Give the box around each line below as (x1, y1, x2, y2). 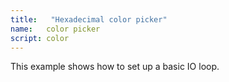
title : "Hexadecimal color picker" (10, 14, 168, 25)
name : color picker (10, 24, 101, 34)
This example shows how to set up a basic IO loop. (10, 61, 220, 73)
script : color (10, 33, 70, 43)
